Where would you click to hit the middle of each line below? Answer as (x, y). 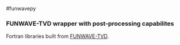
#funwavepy (21, 8)
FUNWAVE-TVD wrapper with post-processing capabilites (90, 23)
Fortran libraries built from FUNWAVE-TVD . (58, 36)
